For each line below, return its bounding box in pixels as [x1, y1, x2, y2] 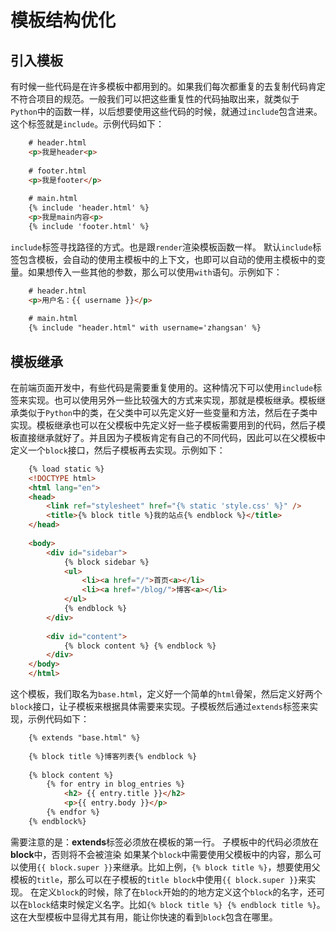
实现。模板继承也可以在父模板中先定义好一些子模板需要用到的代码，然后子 [10, 419, 317, 431]
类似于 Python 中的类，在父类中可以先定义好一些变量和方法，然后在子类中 [18, 406, 318, 418]
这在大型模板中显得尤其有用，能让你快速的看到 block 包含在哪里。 [10, 911, 278, 923]
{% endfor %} [46, 807, 101, 818]
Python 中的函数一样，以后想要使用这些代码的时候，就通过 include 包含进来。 [10, 106, 323, 117]
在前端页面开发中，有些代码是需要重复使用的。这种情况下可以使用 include [10, 381, 314, 393]
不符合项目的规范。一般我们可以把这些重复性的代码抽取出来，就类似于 [10, 93, 300, 105]
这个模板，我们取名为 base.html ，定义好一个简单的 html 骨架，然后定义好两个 [10, 688, 323, 700]
